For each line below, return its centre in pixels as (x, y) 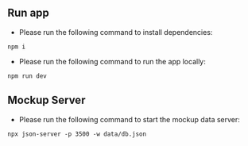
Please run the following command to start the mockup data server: (129, 119)
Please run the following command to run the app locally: (112, 61)
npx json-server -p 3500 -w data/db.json (77, 134)
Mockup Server (46, 100)
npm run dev (27, 76)
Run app (28, 13)
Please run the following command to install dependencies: (116, 32)
